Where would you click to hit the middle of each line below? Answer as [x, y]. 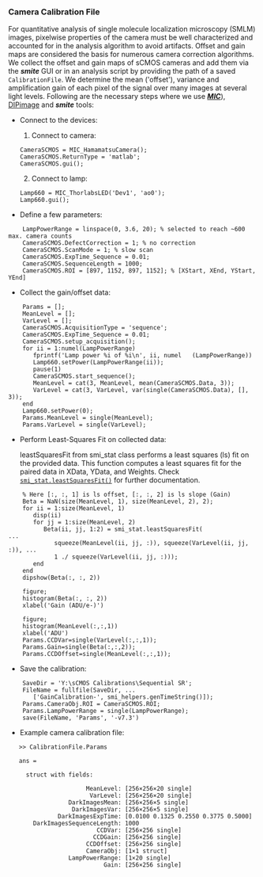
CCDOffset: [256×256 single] [133, 845]
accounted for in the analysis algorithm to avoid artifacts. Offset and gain [127, 46]
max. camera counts [40, 236]
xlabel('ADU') [45, 633]
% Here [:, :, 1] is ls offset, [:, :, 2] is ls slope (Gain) [127, 495]
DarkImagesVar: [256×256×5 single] [130, 810]
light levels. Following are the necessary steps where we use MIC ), [117, 97]
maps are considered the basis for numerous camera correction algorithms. [131, 55]
